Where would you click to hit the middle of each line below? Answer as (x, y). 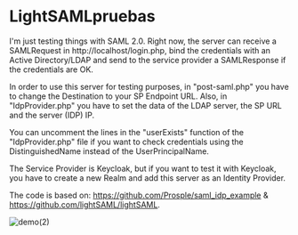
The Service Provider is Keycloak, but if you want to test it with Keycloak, (143, 168)
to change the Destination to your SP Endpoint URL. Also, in (118, 96)
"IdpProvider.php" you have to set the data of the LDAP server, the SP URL (146, 105)
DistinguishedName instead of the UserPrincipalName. (109, 151)
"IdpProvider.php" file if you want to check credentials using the (126, 142)
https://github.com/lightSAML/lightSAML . (85, 204)
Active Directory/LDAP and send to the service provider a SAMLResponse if (148, 60)
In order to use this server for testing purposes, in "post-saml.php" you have (149, 86)
